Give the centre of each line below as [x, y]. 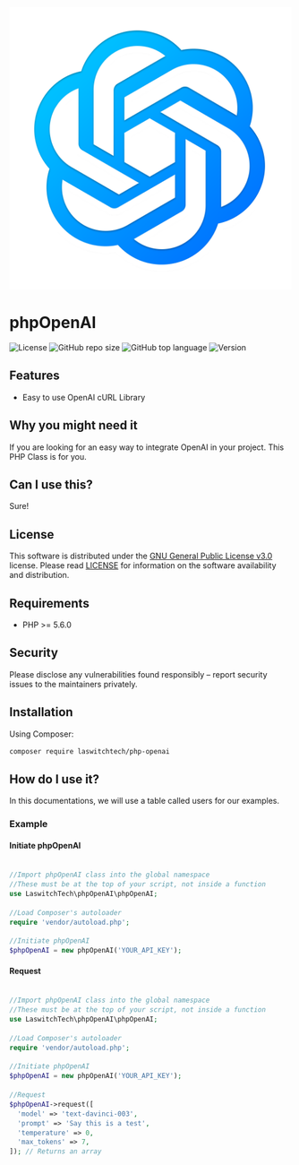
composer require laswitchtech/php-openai [90, 751]
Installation [41, 712]
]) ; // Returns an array [56, 1152]
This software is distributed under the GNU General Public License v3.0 [141, 556]
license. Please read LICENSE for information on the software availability [143, 565]
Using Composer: [42, 734]
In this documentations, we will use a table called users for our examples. [145, 801]
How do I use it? [55, 779]
